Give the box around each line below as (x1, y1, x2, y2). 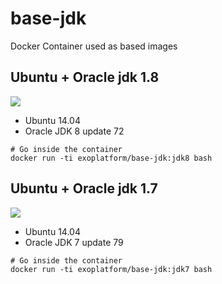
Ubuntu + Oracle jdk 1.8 (10, 69, 160, 86)
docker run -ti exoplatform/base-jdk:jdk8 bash (10, 153, 213, 163)
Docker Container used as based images (10, 40, 178, 52)
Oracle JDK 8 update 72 (24, 125, 125, 137)
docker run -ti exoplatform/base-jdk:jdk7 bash (10, 264, 213, 274)
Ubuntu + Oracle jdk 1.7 (10, 180, 158, 197)
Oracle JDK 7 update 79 (24, 236, 124, 248)
